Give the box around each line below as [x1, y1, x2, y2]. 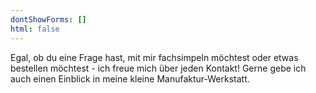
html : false [10, 24, 60, 34]
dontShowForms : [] [10, 14, 87, 25]
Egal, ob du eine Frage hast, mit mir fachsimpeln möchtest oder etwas [10, 51, 299, 63]
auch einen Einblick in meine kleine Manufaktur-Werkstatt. [10, 72, 250, 85]
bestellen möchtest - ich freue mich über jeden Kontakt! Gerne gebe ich [10, 62, 307, 74]
